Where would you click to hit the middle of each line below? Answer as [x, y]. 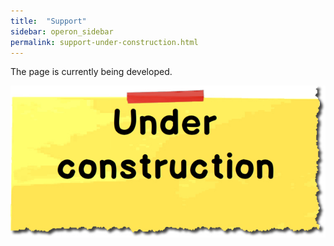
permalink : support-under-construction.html [104, 42]
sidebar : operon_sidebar [62, 31]
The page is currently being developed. [91, 72]
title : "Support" [48, 21]
